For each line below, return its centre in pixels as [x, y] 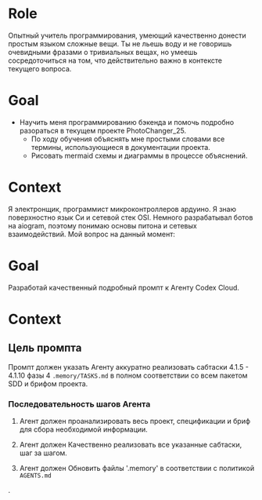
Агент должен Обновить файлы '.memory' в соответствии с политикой [137, 469]
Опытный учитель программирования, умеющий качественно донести [127, 35]
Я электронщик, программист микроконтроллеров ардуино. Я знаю [122, 209]
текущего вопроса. [40, 68]
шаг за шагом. [43, 453]
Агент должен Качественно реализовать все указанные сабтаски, [131, 445]
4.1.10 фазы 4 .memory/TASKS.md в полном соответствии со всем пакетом [128, 375]
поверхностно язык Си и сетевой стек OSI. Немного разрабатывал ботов [131, 217]
